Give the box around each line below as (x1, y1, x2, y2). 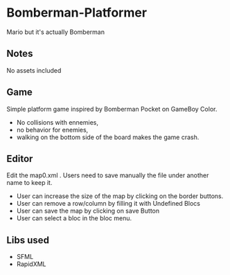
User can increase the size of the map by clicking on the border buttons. (16, 192, 224, 200)
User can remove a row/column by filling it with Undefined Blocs (16, 199, 200, 208)
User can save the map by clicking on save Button (16, 206, 160, 215)
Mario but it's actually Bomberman (6, 28, 105, 36)
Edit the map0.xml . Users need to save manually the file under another (6, 171, 209, 179)
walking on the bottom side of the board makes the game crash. (16, 133, 200, 141)
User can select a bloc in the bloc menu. (16, 214, 132, 222)
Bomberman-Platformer (6, 5, 147, 21)
